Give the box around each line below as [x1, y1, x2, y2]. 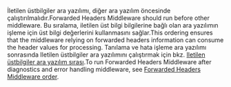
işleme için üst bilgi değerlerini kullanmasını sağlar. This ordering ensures [7, 28, 213, 37]
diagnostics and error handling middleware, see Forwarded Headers [7, 66, 201, 73]
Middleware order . [7, 72, 59, 81]
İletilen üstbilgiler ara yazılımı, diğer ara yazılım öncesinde [7, 7, 171, 14]
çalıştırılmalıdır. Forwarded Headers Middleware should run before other [7, 14, 210, 22]
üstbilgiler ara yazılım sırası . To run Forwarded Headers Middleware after [7, 58, 212, 66]
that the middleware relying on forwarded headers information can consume [7, 36, 224, 44]
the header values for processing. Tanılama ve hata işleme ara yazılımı [7, 43, 207, 51]
